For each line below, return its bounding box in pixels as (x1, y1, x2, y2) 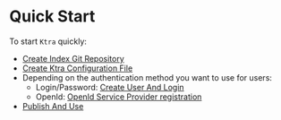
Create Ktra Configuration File (21, 63, 133, 73)
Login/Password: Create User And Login (35, 81, 185, 92)
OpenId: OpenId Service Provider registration (35, 91, 202, 102)
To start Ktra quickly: (9, 36, 88, 47)
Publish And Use (21, 100, 84, 111)
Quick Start (9, 6, 96, 27)
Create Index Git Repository (21, 53, 125, 64)
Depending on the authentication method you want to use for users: (21, 72, 273, 82)
